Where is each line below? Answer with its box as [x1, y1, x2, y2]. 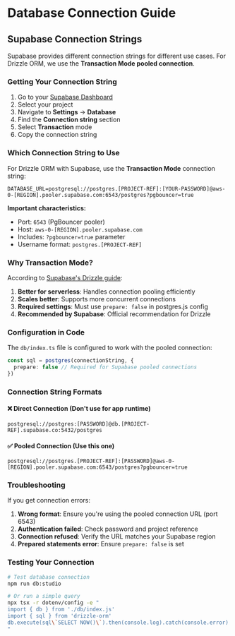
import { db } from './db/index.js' [7, 606, 115, 613]
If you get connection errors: [7, 496, 90, 505]
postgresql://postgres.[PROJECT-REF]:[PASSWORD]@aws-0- [7, 457, 175, 465]
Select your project [17, 100, 73, 109]
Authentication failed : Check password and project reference [17, 524, 199, 534]
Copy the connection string [17, 131, 97, 139]
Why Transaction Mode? [7, 258, 94, 268]
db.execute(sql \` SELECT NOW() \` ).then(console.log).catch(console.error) [7, 619, 229, 626]
